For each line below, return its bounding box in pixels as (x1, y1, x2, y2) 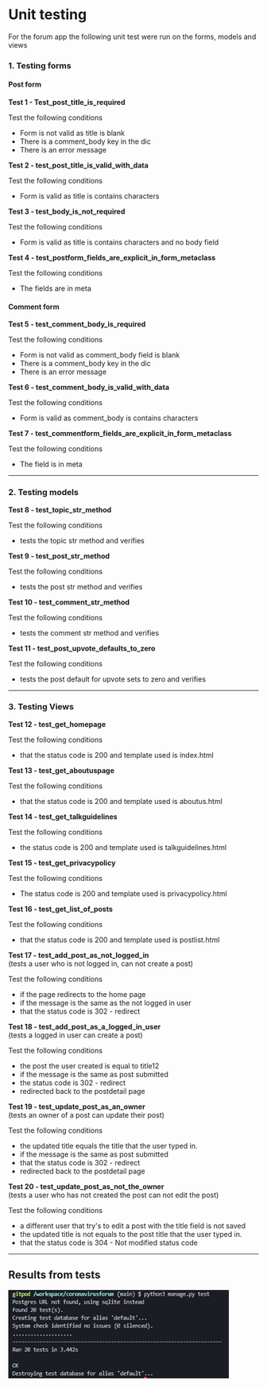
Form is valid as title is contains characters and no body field (19, 238, 219, 247)
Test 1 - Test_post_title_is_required (8, 98, 126, 107)
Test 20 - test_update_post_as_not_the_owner (8, 1181, 164, 1191)
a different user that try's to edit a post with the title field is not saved (19, 1221, 246, 1231)
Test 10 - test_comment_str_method (8, 597, 130, 607)
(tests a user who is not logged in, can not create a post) (8, 959, 193, 968)
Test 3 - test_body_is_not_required (8, 207, 126, 216)
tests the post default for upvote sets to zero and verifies (19, 674, 207, 684)
